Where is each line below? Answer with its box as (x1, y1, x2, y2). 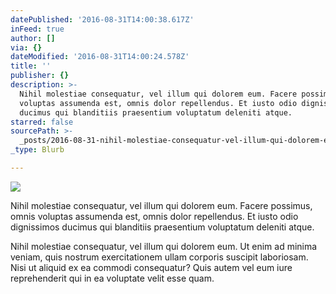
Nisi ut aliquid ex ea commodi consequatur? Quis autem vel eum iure (10, 261, 293, 273)
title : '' (10, 61, 52, 71)
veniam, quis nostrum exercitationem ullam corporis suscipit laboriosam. (10, 251, 309, 263)
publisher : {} (10, 71, 70, 81)
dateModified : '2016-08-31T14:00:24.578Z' (10, 52, 190, 62)
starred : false (10, 117, 74, 127)
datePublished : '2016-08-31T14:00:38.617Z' (10, 14, 195, 25)
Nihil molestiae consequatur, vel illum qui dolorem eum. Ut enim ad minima (10, 240, 318, 252)
